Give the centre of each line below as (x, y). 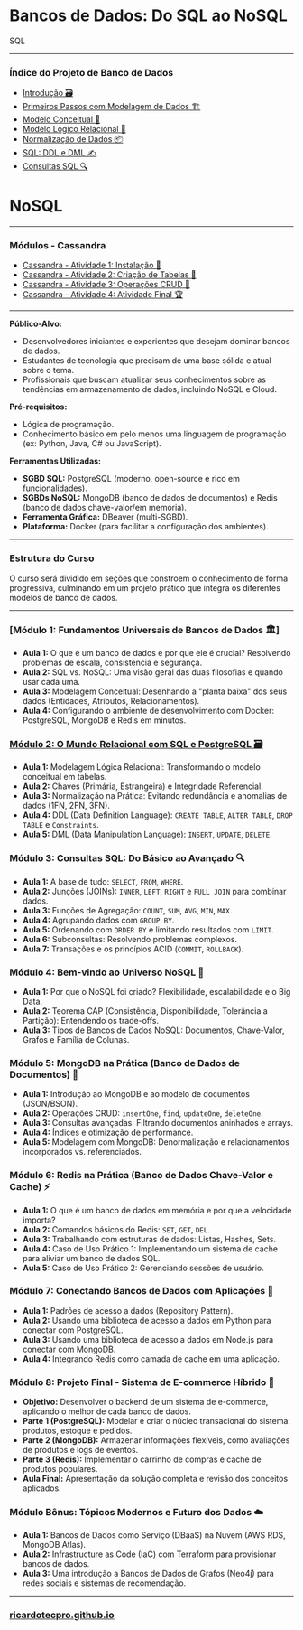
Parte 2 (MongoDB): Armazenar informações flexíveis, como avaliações (156, 1440)
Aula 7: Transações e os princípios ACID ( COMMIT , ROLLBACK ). (133, 949)
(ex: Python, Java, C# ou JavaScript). (92, 444)
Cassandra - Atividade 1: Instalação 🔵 (92, 265)
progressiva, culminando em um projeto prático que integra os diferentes (145, 587)
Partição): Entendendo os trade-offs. (91, 1020)
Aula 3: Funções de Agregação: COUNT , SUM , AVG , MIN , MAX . (127, 910)
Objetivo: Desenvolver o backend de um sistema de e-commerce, (145, 1402)
